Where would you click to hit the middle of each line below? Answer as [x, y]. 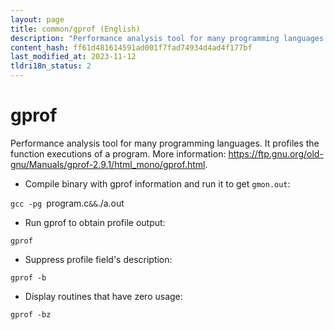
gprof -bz [31, 314]
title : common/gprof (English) [75, 29]
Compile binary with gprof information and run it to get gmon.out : [157, 183]
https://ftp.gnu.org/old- [276, 153]
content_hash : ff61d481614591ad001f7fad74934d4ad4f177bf [131, 47]
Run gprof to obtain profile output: [95, 222]
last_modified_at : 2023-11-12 [73, 57]
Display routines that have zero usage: [103, 296]
